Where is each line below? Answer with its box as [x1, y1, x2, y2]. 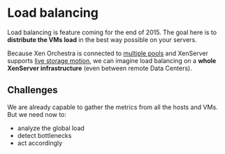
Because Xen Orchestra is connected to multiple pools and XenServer [7, 49, 208, 57]
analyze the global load [17, 124, 85, 132]
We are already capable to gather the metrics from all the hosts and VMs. [7, 103, 218, 111]
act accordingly [17, 139, 63, 147]
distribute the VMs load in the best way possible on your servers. [7, 35, 197, 43]
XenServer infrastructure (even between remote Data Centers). [7, 64, 192, 72]
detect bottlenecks [17, 131, 72, 139]
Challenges [7, 84, 58, 96]
